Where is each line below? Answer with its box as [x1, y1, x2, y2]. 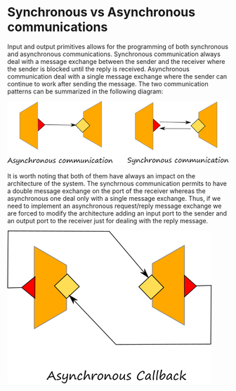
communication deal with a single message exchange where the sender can [7, 72, 228, 81]
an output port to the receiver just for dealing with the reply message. [7, 216, 209, 225]
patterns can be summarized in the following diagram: [7, 87, 164, 95]
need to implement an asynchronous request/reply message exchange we [7, 201, 222, 210]
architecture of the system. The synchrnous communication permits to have [7, 179, 227, 187]
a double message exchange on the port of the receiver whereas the [7, 187, 206, 195]
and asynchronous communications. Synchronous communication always [7, 50, 221, 58]
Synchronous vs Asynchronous [7, 4, 195, 20]
